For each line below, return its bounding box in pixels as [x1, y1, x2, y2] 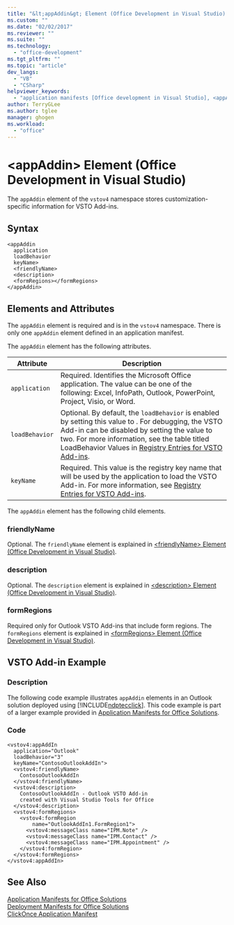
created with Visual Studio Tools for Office [19, 796, 155, 803]
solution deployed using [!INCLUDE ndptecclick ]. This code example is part [7, 700, 221, 709]
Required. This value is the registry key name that [60, 462, 222, 472]
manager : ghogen [7, 114, 54, 121]
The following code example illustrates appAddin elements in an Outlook [7, 693, 212, 702]
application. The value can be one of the [60, 379, 192, 389]
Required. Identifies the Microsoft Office [60, 370, 192, 380]
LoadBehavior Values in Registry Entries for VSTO [60, 442, 223, 452]
